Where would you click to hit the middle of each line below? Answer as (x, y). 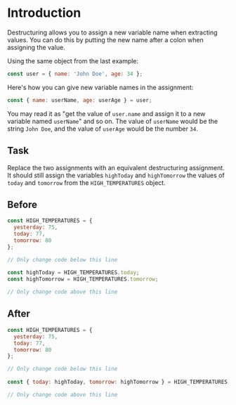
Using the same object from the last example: (73, 60)
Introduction (44, 13)
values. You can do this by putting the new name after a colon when (105, 39)
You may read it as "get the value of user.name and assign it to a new (106, 113)
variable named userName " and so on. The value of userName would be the (113, 121)
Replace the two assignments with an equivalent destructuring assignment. (116, 167)
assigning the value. (36, 47)
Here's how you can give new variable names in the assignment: (100, 87)
